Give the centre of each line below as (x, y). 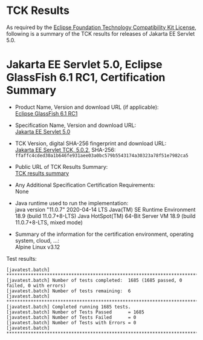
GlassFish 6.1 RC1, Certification (86, 78)
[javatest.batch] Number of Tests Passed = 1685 (76, 312)
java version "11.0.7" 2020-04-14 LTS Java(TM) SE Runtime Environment (105, 209)
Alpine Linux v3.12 (37, 247)
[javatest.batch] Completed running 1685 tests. (69, 307)
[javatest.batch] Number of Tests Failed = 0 (71, 317)
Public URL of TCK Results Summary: (61, 166)
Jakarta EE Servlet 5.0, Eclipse (85, 65)
